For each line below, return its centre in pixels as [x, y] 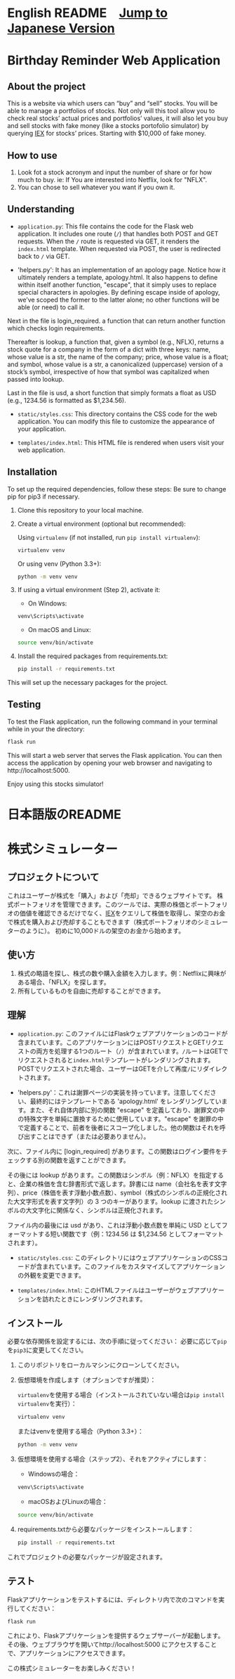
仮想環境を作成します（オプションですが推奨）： [87, 1380]
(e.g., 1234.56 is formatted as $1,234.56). [67, 400]
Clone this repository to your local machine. [80, 510]
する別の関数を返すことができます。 [78, 1160]
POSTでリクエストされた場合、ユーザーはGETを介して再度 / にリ [110, 1069]
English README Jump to [88, 13]
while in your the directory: [46, 729]
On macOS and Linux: [59, 630]
